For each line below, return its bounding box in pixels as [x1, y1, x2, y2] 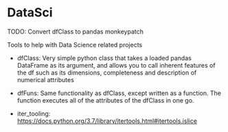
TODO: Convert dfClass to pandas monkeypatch [7, 27, 144, 36]
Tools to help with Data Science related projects [7, 40, 143, 49]
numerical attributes [16, 75, 74, 83]
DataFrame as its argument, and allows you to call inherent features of [16, 61, 216, 69]
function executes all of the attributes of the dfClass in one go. [16, 96, 194, 104]
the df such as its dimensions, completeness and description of [16, 68, 197, 77]
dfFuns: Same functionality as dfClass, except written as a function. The [16, 89, 222, 97]
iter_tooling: [16, 109, 51, 118]
